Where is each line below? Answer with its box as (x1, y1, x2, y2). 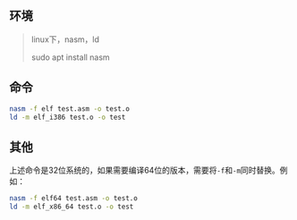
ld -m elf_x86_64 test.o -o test (9, 202, 134, 212)
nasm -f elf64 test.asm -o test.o (9, 194, 139, 203)
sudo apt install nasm (30, 52, 110, 63)
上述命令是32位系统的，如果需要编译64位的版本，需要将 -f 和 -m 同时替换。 (9, 165, 280, 176)
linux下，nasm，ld (30, 34, 100, 45)
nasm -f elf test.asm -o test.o (9, 104, 130, 114)
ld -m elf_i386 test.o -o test (9, 113, 126, 122)
